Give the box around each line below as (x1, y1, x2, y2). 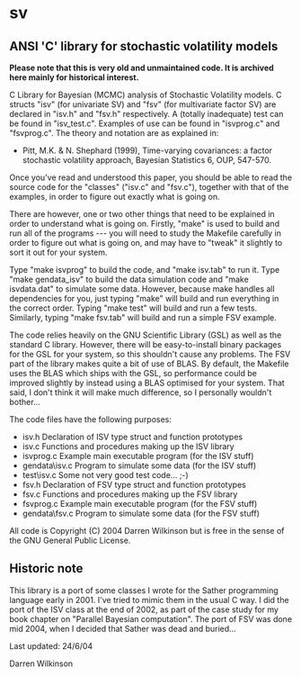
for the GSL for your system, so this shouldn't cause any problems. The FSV (9, 349, 291, 359)
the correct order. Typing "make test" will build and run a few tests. (9, 302, 258, 313)
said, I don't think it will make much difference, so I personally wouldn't (9, 387, 272, 398)
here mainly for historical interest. (9, 72, 139, 83)
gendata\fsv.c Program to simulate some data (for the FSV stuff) (22, 508, 261, 518)
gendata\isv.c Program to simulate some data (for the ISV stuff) (22, 460, 257, 471)
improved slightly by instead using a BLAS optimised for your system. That (9, 377, 285, 388)
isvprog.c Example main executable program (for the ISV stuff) (22, 451, 254, 461)
